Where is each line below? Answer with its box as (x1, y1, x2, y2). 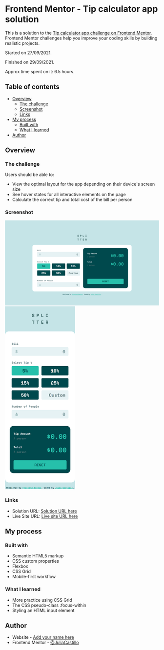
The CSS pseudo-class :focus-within (12, 602, 86, 608)
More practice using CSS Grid (12, 597, 72, 603)
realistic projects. (5, 40, 40, 46)
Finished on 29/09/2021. (5, 59, 55, 65)
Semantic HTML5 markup (12, 553, 64, 559)
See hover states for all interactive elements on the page (12, 192, 126, 197)
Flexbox (12, 563, 28, 569)
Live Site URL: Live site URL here (12, 513, 78, 519)
